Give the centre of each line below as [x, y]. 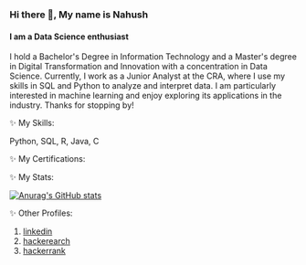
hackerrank [44, 251]
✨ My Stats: [32, 177]
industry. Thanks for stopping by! [72, 105]
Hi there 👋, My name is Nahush [79, 15]
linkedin [37, 231]
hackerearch [46, 241]
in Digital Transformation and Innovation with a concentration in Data [138, 67]
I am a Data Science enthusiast [69, 37]
